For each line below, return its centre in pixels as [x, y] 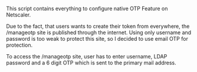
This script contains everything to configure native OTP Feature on [87, 9]
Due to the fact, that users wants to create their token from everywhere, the [98, 26]
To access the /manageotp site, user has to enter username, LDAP [87, 56]
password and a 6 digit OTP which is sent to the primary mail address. [91, 63]
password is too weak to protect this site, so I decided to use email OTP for [97, 39]
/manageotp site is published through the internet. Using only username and [99, 32]
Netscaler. [19, 15]
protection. [19, 45]
